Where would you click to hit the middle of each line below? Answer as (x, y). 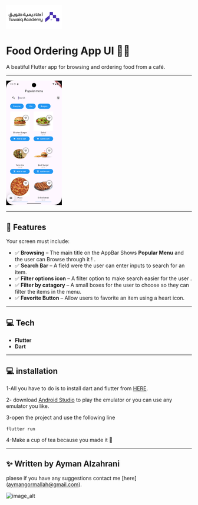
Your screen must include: (38, 241)
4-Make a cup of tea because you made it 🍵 (60, 440)
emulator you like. (28, 406)
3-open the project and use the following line (61, 417)
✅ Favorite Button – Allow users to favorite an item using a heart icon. (100, 298)
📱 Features (26, 227)
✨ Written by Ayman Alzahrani (63, 464)
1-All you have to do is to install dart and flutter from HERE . (77, 388)
